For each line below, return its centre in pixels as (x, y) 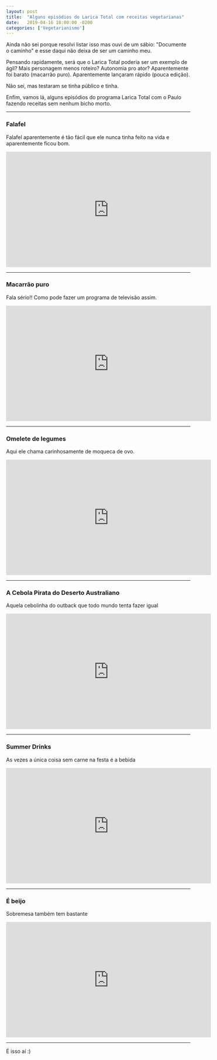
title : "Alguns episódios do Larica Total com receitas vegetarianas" (95, 17)
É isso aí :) (18, 1051)
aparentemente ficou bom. (38, 143)
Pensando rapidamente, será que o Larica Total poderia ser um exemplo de (97, 62)
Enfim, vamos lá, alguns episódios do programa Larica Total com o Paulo (94, 97)
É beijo (16, 901)
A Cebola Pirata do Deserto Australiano (63, 593)
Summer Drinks (29, 747)
